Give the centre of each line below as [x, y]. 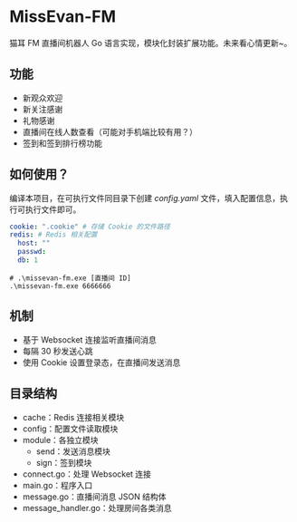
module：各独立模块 [60, 440]
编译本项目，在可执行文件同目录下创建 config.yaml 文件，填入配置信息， [145, 198]
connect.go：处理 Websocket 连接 [87, 474]
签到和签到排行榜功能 [62, 143]
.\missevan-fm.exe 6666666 [60, 286]
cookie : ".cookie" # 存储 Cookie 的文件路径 [90, 227]
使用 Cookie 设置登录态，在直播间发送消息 [101, 362]
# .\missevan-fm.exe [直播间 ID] [70, 278]
